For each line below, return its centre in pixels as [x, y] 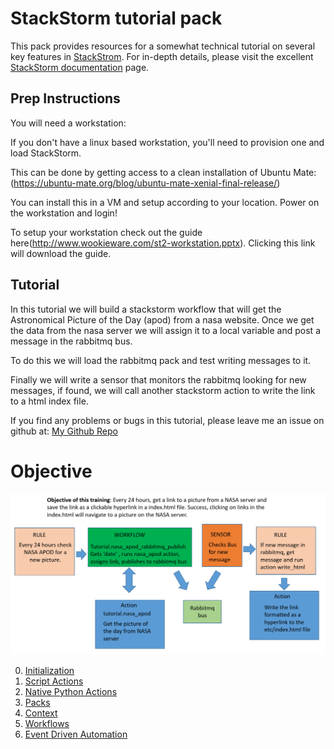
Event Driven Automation [76, 734]
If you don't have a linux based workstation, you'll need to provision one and [167, 142]
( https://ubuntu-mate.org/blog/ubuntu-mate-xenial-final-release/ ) [145, 183]
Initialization [49, 670]
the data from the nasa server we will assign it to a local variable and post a [165, 330]
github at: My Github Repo [64, 431]
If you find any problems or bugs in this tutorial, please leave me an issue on [167, 420]
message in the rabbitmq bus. [71, 341]
